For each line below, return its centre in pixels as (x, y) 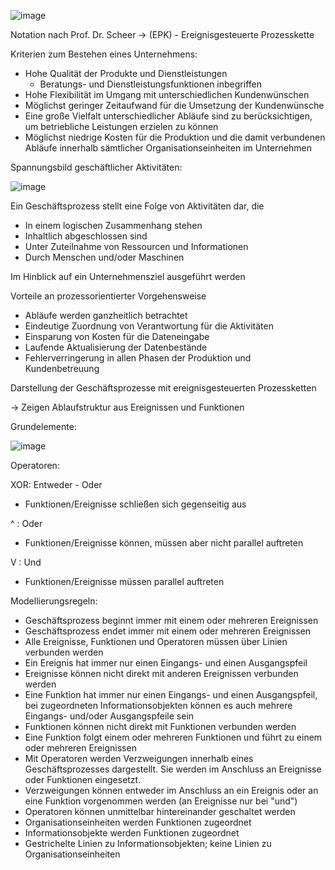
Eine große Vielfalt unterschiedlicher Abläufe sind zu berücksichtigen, (168, 116)
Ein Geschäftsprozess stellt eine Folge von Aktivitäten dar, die (137, 206)
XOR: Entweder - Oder (56, 484)
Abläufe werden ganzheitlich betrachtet (106, 315)
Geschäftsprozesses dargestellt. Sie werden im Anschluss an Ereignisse (173, 769)
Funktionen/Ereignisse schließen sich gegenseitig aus (135, 504)
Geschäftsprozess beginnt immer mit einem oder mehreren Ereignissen (171, 620)
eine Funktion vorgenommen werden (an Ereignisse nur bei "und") (161, 801)
